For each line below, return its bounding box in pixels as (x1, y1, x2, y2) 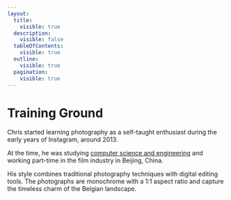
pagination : (13, 68, 49, 75)
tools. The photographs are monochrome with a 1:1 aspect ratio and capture (7, 177, 224, 185)
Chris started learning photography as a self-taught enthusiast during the (7, 128, 217, 137)
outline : (13, 56, 39, 63)
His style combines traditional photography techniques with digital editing (7, 170, 218, 178)
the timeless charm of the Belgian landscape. (7, 185, 137, 193)
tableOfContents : (13, 43, 64, 49)
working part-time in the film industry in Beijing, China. (7, 156, 164, 164)
